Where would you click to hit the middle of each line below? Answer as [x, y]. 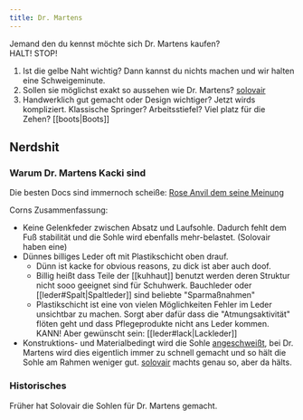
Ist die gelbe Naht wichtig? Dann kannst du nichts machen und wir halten [158, 71]
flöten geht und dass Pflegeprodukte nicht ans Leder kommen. [152, 324]
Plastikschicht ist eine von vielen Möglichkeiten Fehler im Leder [154, 305]
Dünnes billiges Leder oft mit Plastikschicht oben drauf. [125, 257]
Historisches [38, 386]
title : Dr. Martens [46, 18]
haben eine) [45, 247]
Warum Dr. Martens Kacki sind [78, 173]
